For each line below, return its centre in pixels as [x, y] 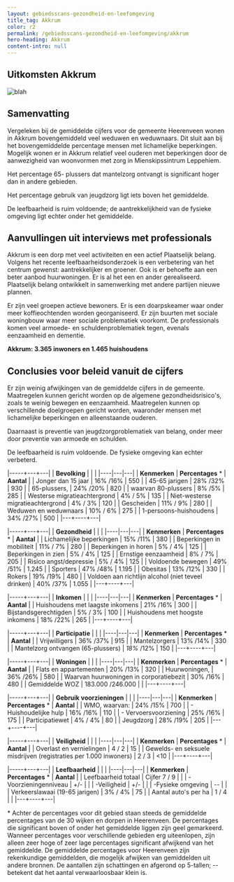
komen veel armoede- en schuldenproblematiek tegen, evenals [98, 328]
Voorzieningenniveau [38, 785]
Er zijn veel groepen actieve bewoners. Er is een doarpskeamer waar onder [115, 306]
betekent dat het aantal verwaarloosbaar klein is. [78, 873]
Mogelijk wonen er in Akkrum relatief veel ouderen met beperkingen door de [117, 153]
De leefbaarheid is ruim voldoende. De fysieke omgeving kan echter [105, 452]
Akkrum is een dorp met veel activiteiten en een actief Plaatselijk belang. [112, 255]
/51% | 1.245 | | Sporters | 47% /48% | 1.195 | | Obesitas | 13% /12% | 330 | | [116, 569]
